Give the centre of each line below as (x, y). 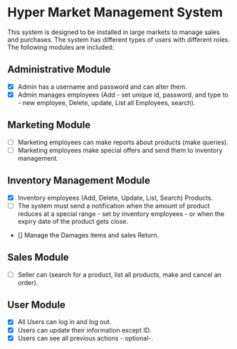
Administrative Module (59, 69)
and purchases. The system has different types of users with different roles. (118, 39)
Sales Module (38, 258)
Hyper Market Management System (115, 12)
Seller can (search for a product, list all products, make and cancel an (120, 274)
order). (28, 282)
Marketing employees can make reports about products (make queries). (123, 142)
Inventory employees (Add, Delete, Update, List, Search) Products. (115, 198)
